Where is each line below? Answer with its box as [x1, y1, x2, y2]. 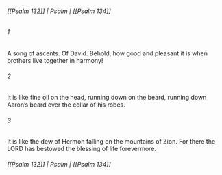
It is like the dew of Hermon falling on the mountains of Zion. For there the [7, 137, 216, 146]
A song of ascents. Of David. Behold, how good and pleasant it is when [7, 49, 208, 57]
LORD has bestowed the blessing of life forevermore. [7, 145, 156, 153]
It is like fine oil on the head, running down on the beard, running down [7, 94, 207, 102]
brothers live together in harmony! [7, 56, 103, 64]
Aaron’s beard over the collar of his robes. [7, 100, 125, 109]
